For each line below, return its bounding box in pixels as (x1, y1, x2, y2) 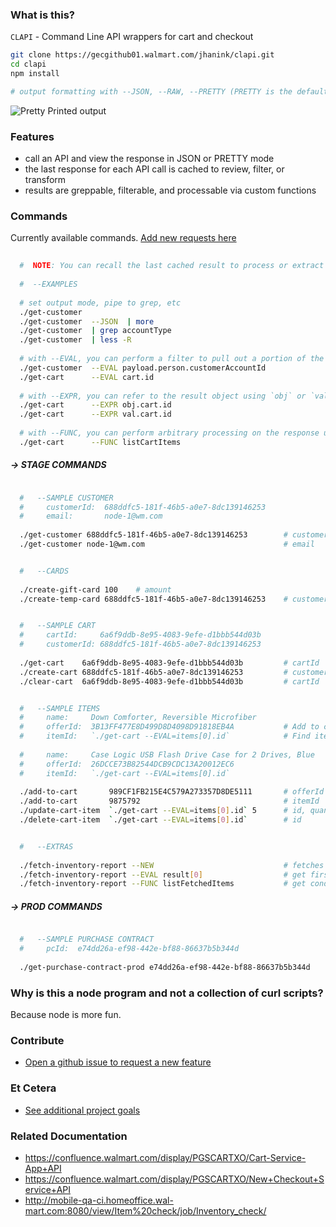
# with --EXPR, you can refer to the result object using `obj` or (19, 391, 307, 401)
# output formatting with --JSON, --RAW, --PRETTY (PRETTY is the (10, 86, 293, 97)
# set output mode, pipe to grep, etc (19, 298, 182, 308)
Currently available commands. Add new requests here (10, 232, 237, 244)
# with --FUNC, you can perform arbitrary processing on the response (19, 428, 320, 438)
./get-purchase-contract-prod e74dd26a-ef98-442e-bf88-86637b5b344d (19, 962, 311, 972)
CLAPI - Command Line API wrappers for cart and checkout (10, 31, 254, 43)
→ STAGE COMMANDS (10, 459, 107, 471)
